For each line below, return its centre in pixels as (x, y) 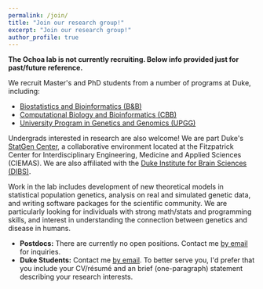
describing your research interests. (76, 277)
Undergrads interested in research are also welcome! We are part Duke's (126, 139)
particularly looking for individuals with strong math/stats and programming (130, 211)
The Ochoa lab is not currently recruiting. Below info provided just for (124, 60)
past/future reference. (46, 68)
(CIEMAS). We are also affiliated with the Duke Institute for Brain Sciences (128, 163)
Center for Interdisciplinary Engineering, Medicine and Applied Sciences (125, 155)
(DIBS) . (20, 172)
